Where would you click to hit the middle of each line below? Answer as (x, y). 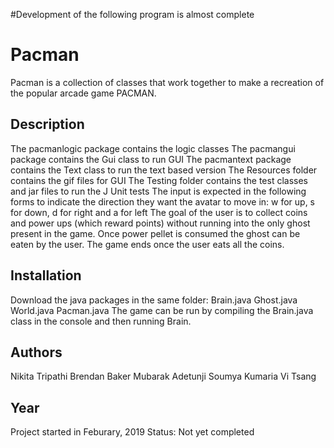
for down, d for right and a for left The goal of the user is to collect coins (159, 212)
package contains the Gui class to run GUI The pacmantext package (151, 159)
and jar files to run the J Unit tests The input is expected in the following (158, 191)
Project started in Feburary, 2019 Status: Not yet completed (132, 432)
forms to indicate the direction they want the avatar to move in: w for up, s (162, 201)
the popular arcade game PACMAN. (83, 93)
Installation (46, 275)
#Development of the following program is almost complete (132, 14)
